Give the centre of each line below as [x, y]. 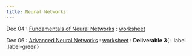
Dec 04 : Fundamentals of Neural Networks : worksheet [76, 29]
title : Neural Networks [36, 12]
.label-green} [23, 46]
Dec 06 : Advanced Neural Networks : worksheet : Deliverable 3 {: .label [96, 40]
